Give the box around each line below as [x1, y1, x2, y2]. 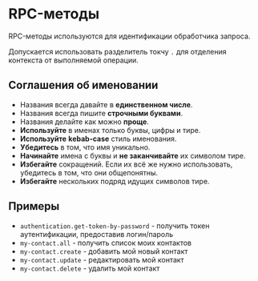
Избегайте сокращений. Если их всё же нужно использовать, [19, 159, 233, 169]
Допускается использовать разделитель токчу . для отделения [8, 46, 227, 56]
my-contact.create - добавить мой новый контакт [19, 246, 188, 256]
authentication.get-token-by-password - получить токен [19, 221, 210, 231]
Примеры [8, 199, 60, 213]
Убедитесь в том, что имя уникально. [19, 142, 151, 152]
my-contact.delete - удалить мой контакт [19, 263, 160, 273]
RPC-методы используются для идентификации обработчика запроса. [8, 31, 251, 41]
